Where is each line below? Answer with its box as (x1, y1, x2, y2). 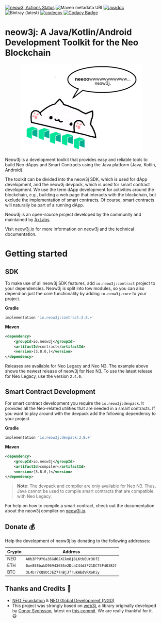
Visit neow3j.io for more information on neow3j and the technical (5, 226, 134, 232)
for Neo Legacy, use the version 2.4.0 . (5, 373, 82, 379)
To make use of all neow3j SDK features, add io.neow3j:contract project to (5, 280, 156, 286)
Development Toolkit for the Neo (5, 37, 139, 48)
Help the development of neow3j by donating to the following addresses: (5, 538, 150, 544)
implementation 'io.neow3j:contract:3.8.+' (5, 315, 95, 320)
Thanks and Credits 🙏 (5, 585, 71, 593)
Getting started (5, 248, 68, 259)
